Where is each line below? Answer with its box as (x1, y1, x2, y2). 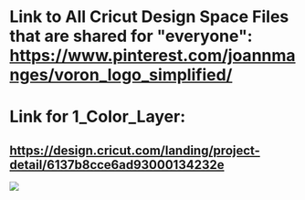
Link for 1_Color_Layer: (9, 107, 185, 127)
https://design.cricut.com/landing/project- (9, 142, 260, 158)
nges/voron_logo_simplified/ (9, 65, 233, 86)
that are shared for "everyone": (9, 26, 253, 47)
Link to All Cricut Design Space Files (9, 6, 289, 27)
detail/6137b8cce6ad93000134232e (9, 157, 225, 173)
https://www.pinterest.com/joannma (9, 46, 296, 66)
